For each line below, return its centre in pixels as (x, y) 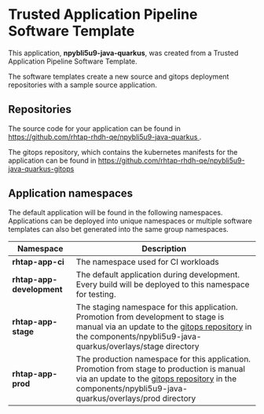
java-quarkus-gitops (41, 169)
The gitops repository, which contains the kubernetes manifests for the (123, 152)
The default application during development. (158, 274)
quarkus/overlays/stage (120, 346)
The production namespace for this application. (163, 359)
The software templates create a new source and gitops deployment (119, 76)
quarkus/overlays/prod (118, 398)
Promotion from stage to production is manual (161, 368)
